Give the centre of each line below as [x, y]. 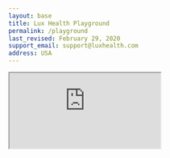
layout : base [30, 16]
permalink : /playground [48, 31]
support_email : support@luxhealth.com [73, 46]
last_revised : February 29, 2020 [64, 38]
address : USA [30, 53]
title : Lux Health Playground [59, 23]
